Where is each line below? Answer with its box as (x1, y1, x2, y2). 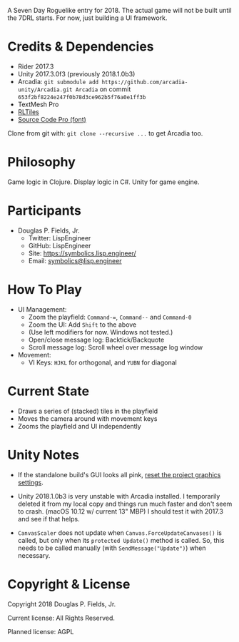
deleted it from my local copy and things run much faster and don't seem (17, 499, 233, 508)
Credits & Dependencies (7, 39, 155, 55)
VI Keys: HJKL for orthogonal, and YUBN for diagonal (28, 358, 177, 367)
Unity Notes (7, 447, 80, 463)
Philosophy (7, 154, 76, 170)
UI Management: (17, 305, 67, 313)
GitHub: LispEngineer (28, 241, 91, 250)
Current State (7, 383, 90, 399)
